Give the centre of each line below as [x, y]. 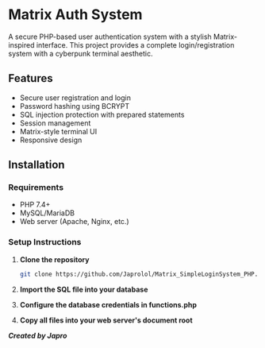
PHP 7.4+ [35, 205]
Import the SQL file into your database [84, 289]
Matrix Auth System [75, 15]
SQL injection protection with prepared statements [102, 114]
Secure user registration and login [75, 98]
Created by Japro [38, 335]
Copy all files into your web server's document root [106, 320]
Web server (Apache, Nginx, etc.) [74, 222]
